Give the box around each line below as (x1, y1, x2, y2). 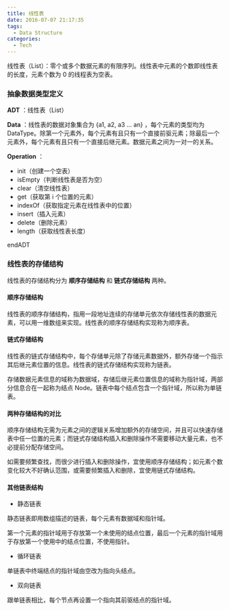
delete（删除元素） (16, 218, 71, 227)
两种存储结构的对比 (7, 409, 62, 418)
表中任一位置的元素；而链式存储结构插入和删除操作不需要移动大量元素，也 (7, 434, 217, 443)
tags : (7, 23, 23, 30)
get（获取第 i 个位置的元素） (16, 193, 98, 201)
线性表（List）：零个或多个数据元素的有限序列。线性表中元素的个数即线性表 (7, 62, 218, 69)
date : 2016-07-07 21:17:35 (7, 16, 84, 23)
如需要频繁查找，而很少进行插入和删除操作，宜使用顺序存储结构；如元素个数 (7, 457, 223, 466)
